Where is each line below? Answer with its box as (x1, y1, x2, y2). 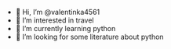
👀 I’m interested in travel (15, 16, 94, 25)
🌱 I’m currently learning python (15, 24, 116, 33)
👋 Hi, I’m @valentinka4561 (15, 8, 100, 16)
